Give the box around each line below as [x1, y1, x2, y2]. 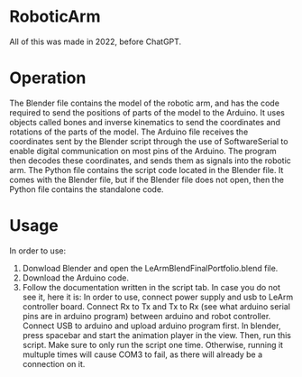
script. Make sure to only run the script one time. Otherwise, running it [22, 339, 284, 350]
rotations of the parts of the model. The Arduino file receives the [9, 126, 249, 137]
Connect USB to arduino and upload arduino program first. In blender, [22, 320, 281, 331]
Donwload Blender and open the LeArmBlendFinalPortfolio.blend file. [22, 262, 279, 273]
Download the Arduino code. [22, 272, 129, 283]
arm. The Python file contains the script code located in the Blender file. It [9, 164, 284, 175]
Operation [9, 68, 87, 88]
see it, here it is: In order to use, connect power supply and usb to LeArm [22, 291, 294, 302]
